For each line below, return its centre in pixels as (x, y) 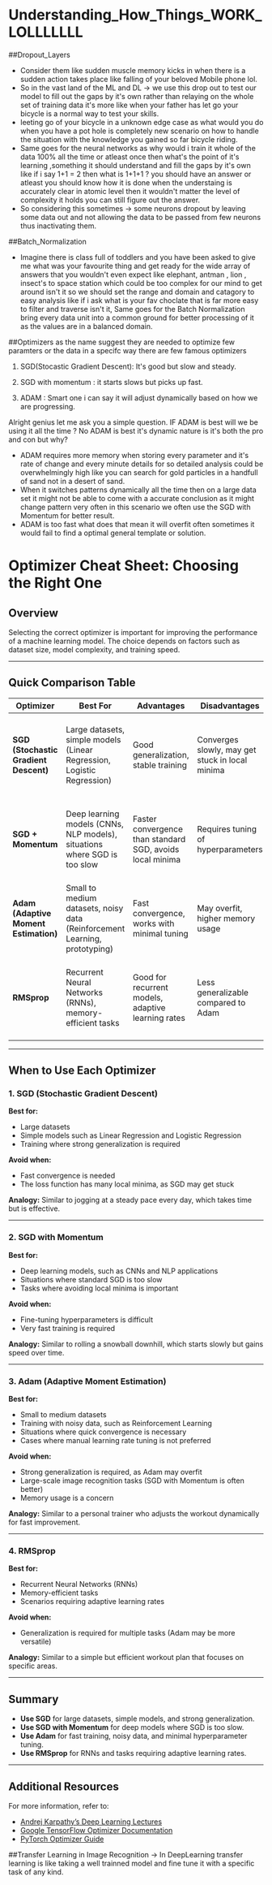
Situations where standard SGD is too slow (91, 1279)
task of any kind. (36, 1872)
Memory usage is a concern (67, 1498)
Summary (34, 1699)
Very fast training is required (68, 1328)
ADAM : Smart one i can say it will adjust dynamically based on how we (139, 398)
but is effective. (34, 1208)
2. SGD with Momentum (56, 1238)
